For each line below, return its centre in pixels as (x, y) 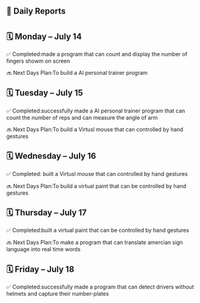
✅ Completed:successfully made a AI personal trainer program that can (96, 111)
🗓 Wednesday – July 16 (51, 156)
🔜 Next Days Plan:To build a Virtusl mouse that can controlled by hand (95, 129)
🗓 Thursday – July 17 (47, 213)
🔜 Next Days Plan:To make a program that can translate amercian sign (95, 242)
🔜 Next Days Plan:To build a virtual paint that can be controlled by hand (96, 186)
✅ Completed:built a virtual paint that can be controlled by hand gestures (98, 230)
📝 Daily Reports (36, 11)
